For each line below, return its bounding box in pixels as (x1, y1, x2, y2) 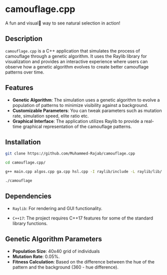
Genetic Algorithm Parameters (5, 235, 102, 243)
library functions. (12, 220, 48, 226)
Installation (5, 137, 41, 146)
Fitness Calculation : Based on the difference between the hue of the (12, 258, 155, 264)
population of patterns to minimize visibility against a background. (12, 102, 148, 108)
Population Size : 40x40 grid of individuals (12, 248, 100, 254)
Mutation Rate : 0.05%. (12, 253, 60, 259)
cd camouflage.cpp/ (5, 160, 46, 165)
